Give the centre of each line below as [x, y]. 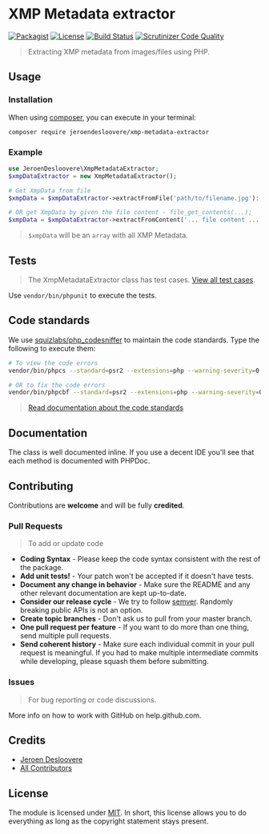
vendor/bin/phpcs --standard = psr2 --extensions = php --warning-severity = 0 [134, 370]
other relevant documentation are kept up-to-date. [103, 593]
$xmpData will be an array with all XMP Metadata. [108, 235]
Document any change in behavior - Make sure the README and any [135, 585]
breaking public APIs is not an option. [81, 610]
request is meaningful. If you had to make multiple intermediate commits [139, 653]
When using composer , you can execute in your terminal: [102, 117]
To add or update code [66, 544]
